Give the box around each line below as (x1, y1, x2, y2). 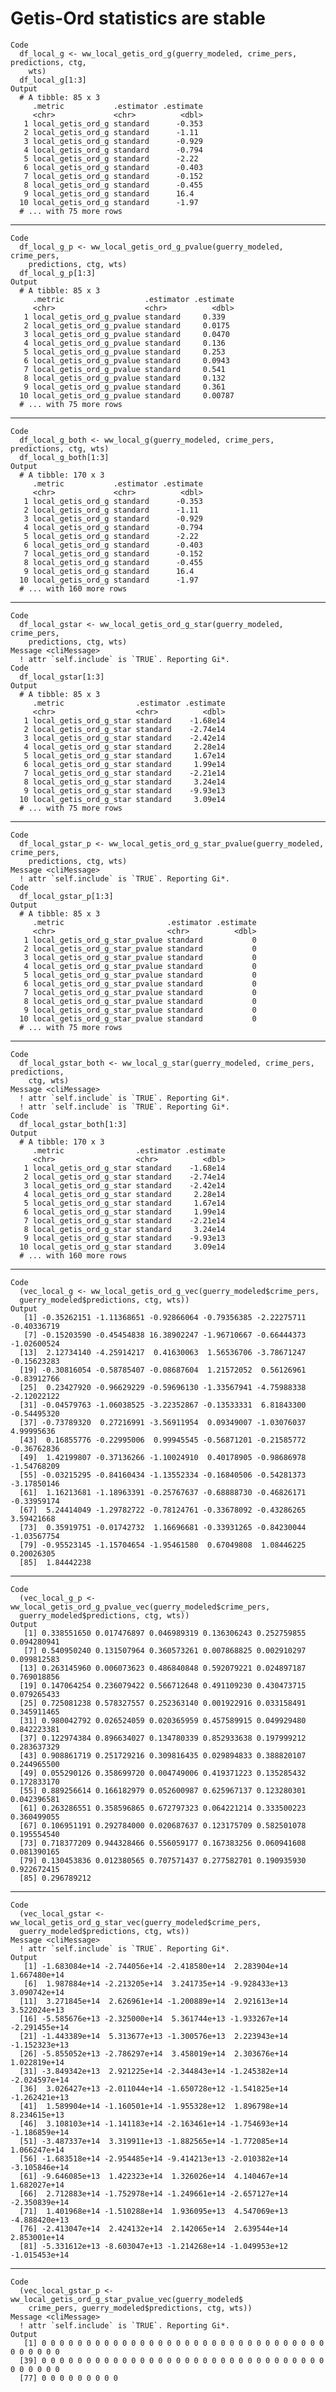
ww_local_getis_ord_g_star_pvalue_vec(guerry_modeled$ (10, 2294, 244, 2304)
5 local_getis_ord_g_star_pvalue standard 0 (23, 970, 257, 980)
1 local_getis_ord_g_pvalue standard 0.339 (23, 312, 226, 322)
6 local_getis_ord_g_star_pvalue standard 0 (23, 978, 257, 989)
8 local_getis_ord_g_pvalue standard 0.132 (23, 373, 226, 383)
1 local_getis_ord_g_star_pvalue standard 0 (23, 935, 257, 945)
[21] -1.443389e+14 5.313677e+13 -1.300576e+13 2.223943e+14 (19, 2031, 288, 2041)
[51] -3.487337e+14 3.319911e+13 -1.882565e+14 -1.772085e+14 (19, 2136, 288, 2146)
